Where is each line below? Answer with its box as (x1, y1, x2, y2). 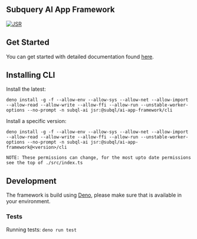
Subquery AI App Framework (6, 5, 115, 15)
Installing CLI (6, 70, 55, 80)
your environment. (6, 198, 51, 205)
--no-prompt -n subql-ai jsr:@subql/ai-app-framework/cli (27, 107, 173, 114)
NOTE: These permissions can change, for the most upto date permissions (6, 155, 192, 161)
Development (6, 176, 57, 186)
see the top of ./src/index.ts (6, 160, 83, 166)
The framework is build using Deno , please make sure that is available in (6, 191, 182, 199)
